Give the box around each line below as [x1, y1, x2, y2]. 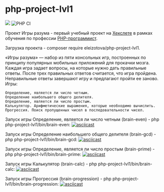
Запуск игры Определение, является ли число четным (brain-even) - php [5, 116, 160, 122]
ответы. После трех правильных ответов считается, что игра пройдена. [5, 70, 157, 76]
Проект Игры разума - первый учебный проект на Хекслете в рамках [5, 30, 153, 36]
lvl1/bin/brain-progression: [5, 181, 59, 187]
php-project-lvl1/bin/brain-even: [5, 121, 71, 127]
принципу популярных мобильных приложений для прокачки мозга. [5, 59, 150, 65]
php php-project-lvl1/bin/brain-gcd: [5, 136, 78, 142]
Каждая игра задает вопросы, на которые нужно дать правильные [5, 65, 147, 71]
